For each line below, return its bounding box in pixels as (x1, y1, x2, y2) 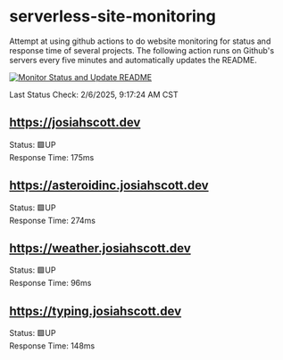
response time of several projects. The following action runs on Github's (9, 45, 275, 55)
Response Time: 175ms (9, 151, 95, 162)
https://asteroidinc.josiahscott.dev (9, 178, 209, 193)
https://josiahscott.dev (9, 115, 141, 130)
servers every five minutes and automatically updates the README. (9, 54, 257, 65)
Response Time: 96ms (9, 278, 92, 289)
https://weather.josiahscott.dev (9, 241, 192, 256)
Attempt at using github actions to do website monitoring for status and (9, 36, 271, 46)
